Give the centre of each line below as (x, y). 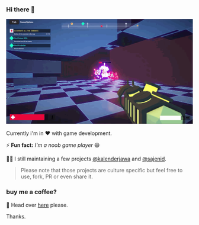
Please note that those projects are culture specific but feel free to (102, 171)
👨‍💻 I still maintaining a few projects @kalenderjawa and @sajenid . (86, 159)
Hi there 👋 (21, 9)
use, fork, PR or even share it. (57, 176)
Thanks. (16, 216)
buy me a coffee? (32, 192)
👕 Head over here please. (37, 205)
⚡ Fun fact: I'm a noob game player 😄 (53, 145)
